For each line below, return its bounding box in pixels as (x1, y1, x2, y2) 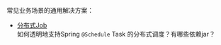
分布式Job (16, 21, 47, 30)
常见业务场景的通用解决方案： (6, 6, 93, 14)
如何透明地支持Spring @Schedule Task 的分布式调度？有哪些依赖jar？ (16, 30, 215, 38)
